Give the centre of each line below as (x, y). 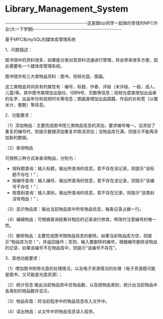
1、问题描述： (19, 49)
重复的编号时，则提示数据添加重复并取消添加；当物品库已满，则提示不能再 (79, 131)
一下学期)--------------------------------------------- (68, 29)
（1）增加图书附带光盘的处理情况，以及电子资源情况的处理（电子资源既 (76, 268)
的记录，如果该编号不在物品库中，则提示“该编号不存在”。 (62, 248)
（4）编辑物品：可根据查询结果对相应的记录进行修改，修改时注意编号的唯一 (81, 219)
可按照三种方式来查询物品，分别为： (41, 158)
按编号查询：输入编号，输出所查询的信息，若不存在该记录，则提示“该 (81, 180)
